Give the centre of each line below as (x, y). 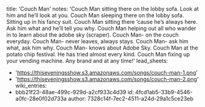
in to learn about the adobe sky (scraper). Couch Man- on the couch (93, 35)
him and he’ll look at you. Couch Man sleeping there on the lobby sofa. (95, 15)
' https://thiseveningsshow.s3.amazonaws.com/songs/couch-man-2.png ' (107, 79)
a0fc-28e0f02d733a (41, 98)
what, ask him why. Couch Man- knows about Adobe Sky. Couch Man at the (102, 48)
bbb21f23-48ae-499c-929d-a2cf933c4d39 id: (74, 92)
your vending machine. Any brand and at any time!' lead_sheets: (87, 61)
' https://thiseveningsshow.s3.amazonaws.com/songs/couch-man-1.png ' (106, 72)
